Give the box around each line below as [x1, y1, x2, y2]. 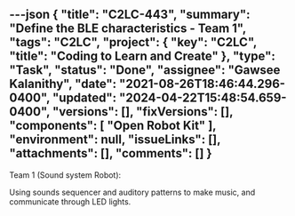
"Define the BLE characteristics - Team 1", [9, 21, 247, 36]
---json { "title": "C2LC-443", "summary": [9, 7, 251, 22]
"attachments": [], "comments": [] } [9, 146, 212, 161]
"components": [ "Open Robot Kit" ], [9, 118, 217, 133]
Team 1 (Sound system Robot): [9, 169, 122, 180]
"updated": [52, 91, 117, 106]
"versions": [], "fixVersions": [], [52, 104, 234, 119]
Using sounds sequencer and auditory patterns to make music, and [9, 187, 256, 197]
